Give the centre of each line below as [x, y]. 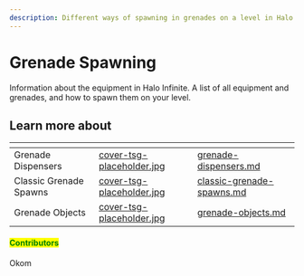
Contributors [34, 243]
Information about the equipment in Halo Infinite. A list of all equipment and [149, 88]
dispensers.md [229, 167]
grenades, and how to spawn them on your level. [100, 97]
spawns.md [222, 193]
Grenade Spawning [83, 62]
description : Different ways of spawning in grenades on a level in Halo [152, 18]
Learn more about [61, 125]
